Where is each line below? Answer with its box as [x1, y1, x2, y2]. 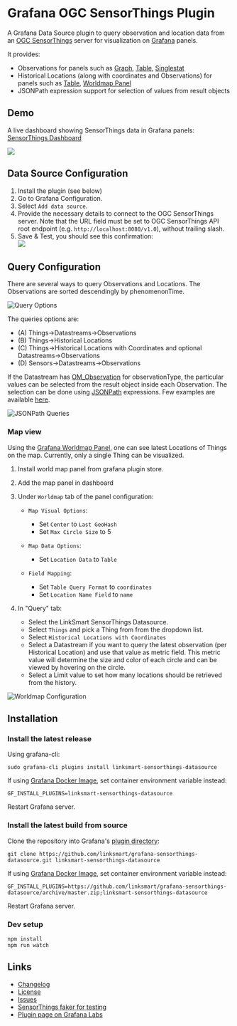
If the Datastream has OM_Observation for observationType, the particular [7, 372, 224, 382]
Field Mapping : [28, 568, 72, 577]
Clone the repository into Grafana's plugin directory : [7, 837, 160, 845]
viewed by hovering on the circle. [28, 663, 126, 671]
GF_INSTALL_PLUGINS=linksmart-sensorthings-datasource [7, 790, 173, 797]
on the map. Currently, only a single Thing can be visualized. [7, 451, 184, 459]
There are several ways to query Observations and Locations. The [7, 280, 201, 288]
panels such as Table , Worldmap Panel [17, 78, 131, 87]
